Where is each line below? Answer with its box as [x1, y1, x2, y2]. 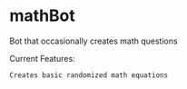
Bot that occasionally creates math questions [9, 35, 179, 46]
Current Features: [9, 53, 75, 64]
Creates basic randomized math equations [9, 70, 169, 80]
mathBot [9, 5, 75, 26]
